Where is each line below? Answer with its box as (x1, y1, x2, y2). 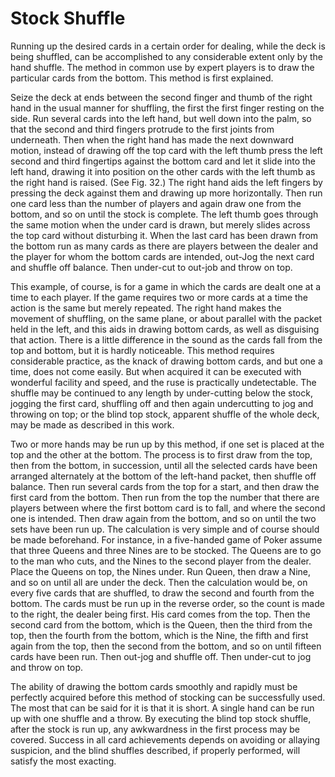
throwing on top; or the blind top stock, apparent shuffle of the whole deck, (10, 408, 320, 420)
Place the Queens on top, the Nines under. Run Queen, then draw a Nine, (10, 565, 312, 577)
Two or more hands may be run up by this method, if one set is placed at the (10, 438, 325, 450)
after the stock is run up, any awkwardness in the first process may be (10, 723, 300, 735)
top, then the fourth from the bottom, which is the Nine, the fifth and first (10, 629, 309, 641)
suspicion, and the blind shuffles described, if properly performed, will (10, 744, 301, 756)
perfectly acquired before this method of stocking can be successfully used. (10, 691, 326, 703)
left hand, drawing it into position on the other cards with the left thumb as (10, 165, 316, 177)
